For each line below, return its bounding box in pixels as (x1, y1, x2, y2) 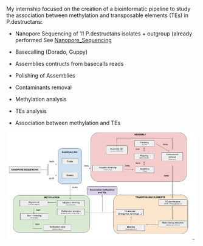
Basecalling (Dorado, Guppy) (15, 48, 88, 56)
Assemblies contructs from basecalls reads (15, 60, 124, 67)
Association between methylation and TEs (15, 119, 121, 126)
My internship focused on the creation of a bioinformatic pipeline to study (6, 5, 191, 12)
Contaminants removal (15, 84, 72, 91)
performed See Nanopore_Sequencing (15, 37, 112, 43)
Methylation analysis (15, 96, 67, 103)
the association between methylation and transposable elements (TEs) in (6, 12, 189, 19)
